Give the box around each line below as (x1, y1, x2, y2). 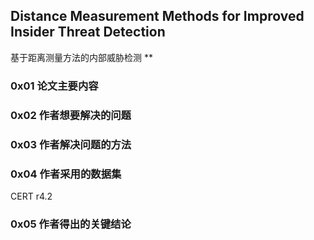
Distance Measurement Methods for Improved (10, 8, 305, 25)
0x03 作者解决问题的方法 (10, 137, 132, 151)
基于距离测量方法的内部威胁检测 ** (10, 51, 153, 63)
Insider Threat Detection (10, 24, 166, 41)
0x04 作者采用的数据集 (10, 167, 122, 181)
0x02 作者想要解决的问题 (10, 108, 132, 122)
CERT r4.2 (10, 190, 53, 202)
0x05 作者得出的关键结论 (10, 217, 132, 231)
